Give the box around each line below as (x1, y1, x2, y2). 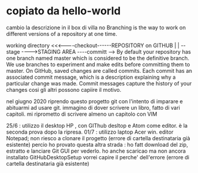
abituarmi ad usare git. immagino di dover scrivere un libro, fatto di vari (6, 104, 180, 111)
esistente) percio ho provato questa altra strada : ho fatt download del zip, (6, 141, 188, 148)
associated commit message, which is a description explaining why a (6, 73, 176, 81)
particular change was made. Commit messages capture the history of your (6, 79, 192, 87)
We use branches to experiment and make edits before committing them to (6, 61, 190, 68)
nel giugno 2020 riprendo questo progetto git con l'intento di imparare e (6, 97, 183, 105)
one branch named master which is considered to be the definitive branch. (6, 54, 190, 61)
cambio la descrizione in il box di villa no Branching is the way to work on (6, 24, 186, 31)
